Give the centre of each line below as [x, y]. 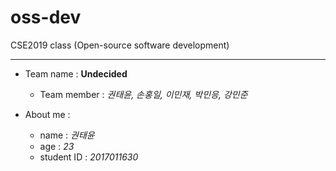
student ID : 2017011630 [89, 157]
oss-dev [46, 17]
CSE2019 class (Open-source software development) [120, 45]
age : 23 [57, 146]
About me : [47, 114]
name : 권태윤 [67, 135]
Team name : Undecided [76, 73]
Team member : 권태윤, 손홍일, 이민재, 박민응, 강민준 [143, 94]
